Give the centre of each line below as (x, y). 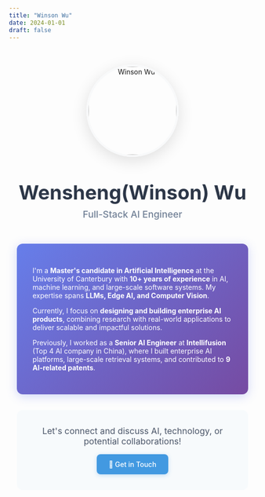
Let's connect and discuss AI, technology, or (132, 431)
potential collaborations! (132, 442)
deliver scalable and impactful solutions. (98, 327)
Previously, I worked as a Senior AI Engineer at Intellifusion (129, 343)
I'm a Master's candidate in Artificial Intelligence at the (123, 271)
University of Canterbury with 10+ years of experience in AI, (131, 279)
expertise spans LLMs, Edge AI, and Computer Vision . (121, 296)
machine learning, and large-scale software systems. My (124, 287)
